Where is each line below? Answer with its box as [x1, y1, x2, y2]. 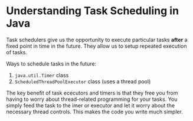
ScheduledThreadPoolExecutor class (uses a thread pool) [14, 78, 151, 85]
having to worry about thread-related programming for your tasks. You [6, 96, 178, 103]
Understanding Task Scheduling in [6, 4, 179, 18]
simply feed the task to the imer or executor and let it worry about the [6, 102, 175, 109]
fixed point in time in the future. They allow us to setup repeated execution [6, 42, 187, 50]
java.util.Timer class [14, 71, 69, 79]
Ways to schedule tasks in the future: [6, 60, 96, 67]
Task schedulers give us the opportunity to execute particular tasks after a [6, 36, 188, 43]
